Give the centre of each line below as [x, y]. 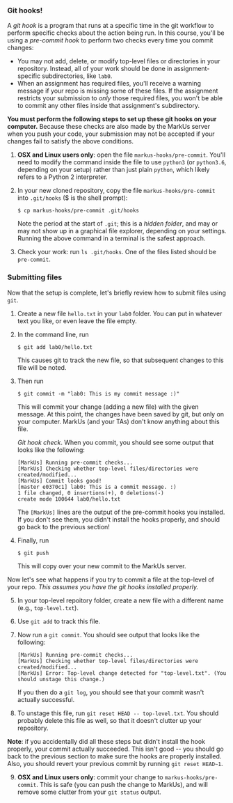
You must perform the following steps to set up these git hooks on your [112, 119]
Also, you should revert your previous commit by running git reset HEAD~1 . [115, 763]
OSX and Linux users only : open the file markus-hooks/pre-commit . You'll [121, 155]
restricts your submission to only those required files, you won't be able [120, 98]
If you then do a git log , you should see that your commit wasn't [111, 692]
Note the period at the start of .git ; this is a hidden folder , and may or [117, 224]
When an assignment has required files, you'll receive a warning [109, 84]
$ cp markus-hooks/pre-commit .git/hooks [78, 211]
